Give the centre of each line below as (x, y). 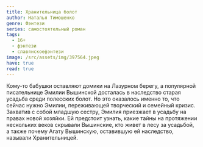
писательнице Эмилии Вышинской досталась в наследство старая (94, 93)
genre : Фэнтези (26, 23)
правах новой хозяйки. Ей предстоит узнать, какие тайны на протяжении (102, 118)
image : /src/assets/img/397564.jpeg (53, 57)
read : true (20, 69)
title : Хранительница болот (42, 12)
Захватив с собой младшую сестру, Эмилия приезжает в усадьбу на (97, 112)
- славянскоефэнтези (38, 52)
